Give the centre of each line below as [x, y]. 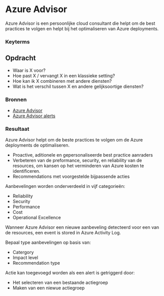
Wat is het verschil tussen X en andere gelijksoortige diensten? [78, 86]
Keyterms [18, 41]
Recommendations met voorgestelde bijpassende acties [71, 177]
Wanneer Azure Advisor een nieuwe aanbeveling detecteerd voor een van [82, 227]
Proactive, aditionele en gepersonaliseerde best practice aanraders [83, 155]
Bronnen [16, 100]
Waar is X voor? [29, 70]
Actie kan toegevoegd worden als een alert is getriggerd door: [70, 273]
